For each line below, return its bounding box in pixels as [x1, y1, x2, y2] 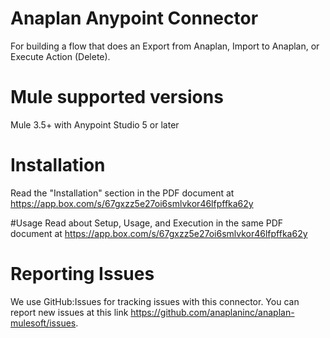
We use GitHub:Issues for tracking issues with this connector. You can [10, 295, 300, 307]
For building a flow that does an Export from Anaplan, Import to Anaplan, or [10, 40, 320, 52]
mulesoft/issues [10, 317, 77, 329]
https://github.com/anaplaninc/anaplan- [130, 306, 295, 318]
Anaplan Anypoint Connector [10, 7, 259, 30]
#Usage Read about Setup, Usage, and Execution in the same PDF [10, 217, 284, 229]
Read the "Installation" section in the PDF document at [10, 187, 235, 199]
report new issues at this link [10, 306, 129, 318]
